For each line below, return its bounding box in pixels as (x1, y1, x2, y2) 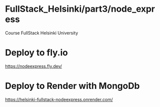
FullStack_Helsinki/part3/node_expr (5, 3, 155, 15)
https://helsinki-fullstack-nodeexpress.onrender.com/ (5, 96, 114, 102)
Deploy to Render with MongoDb (5, 81, 140, 91)
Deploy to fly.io (5, 47, 68, 58)
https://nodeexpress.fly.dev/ (5, 63, 62, 69)
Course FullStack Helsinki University (5, 30, 78, 36)
